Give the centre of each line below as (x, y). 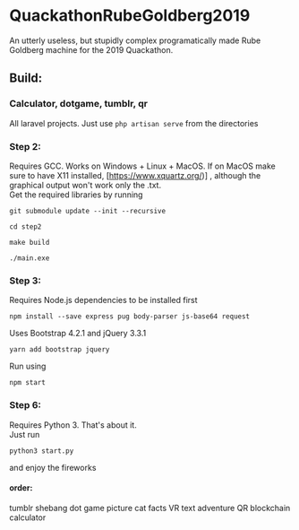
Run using (28, 366)
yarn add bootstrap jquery (60, 350)
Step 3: (26, 281)
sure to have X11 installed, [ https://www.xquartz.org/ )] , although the (135, 175)
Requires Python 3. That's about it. (73, 425)
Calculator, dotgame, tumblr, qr (78, 104)
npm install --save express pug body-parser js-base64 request (130, 317)
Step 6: (26, 405)
